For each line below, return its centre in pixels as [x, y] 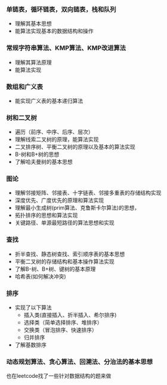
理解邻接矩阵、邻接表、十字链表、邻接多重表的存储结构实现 [88, 193]
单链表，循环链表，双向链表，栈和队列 [61, 9]
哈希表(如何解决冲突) [41, 276]
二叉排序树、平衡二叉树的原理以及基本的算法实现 [75, 147]
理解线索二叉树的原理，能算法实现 [57, 139]
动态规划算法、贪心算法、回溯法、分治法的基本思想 [80, 362]
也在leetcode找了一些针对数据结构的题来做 [59, 376]
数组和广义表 [25, 87]
